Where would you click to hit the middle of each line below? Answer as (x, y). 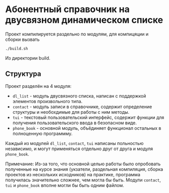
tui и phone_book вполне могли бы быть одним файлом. (65, 185)
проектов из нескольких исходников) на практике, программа (73, 174)
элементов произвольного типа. (47, 101)
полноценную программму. (42, 133)
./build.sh (17, 49)
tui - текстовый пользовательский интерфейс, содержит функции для (88, 117)
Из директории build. (28, 58)
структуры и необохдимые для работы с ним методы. (71, 112)
